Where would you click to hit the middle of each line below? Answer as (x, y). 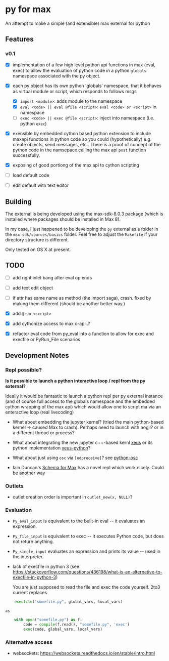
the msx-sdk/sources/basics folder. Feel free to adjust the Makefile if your (81, 234)
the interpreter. (28, 557)
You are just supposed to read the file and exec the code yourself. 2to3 (86, 587)
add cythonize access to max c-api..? (51, 324)
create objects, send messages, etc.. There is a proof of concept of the (87, 144)
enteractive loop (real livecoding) (40, 412)
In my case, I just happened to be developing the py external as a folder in (82, 229)
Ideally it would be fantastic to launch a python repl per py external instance (84, 396)
